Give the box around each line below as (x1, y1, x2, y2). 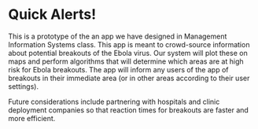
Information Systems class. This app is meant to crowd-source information (8, 39, 250, 49)
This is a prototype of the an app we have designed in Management (8, 31, 227, 41)
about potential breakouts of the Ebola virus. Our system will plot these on (8, 48, 248, 57)
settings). (8, 81, 39, 91)
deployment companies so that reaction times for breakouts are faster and (8, 105, 249, 115)
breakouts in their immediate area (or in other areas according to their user (8, 73, 250, 83)
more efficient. (8, 113, 56, 123)
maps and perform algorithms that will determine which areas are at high (8, 57, 244, 66)
